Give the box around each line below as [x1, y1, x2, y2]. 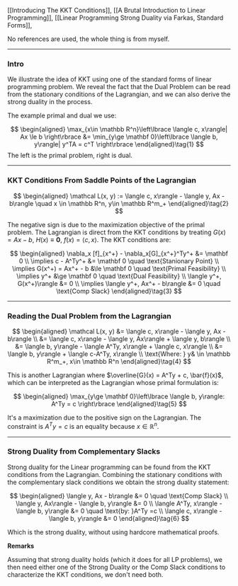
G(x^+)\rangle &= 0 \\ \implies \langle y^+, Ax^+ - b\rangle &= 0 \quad [17, 279, 221, 287]
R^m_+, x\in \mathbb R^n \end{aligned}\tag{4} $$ [47, 357, 191, 365]
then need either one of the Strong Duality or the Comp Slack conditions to [7, 563, 226, 571]
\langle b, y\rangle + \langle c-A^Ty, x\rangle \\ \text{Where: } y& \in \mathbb [7, 350, 231, 358]
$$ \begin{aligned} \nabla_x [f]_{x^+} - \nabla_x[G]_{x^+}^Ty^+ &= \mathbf [9, 249, 229, 258]
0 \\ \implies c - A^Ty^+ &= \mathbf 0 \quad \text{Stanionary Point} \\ [18, 256, 220, 265]
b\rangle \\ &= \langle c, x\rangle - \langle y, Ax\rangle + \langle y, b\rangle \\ [7, 334, 231, 343]
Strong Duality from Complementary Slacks [7, 447, 161, 456]
